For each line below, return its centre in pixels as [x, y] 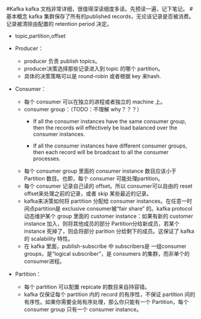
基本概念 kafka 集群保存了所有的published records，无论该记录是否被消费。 [100, 16]
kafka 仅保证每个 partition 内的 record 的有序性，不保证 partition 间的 [110, 294]
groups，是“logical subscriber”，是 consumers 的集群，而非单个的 [107, 254]
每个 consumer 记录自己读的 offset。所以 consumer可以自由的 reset [108, 186]
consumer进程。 [44, 261]
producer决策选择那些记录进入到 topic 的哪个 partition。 [94, 69]
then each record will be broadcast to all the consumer [101, 152]
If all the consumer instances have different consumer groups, [110, 146]
